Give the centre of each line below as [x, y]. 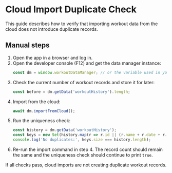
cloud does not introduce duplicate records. [52, 29]
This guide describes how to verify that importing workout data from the [82, 24]
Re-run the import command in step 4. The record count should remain [88, 149]
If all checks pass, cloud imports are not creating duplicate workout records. [86, 165]
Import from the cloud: [36, 102]
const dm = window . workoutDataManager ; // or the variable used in [87, 72]
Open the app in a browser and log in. [53, 57]
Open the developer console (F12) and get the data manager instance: [87, 63]
